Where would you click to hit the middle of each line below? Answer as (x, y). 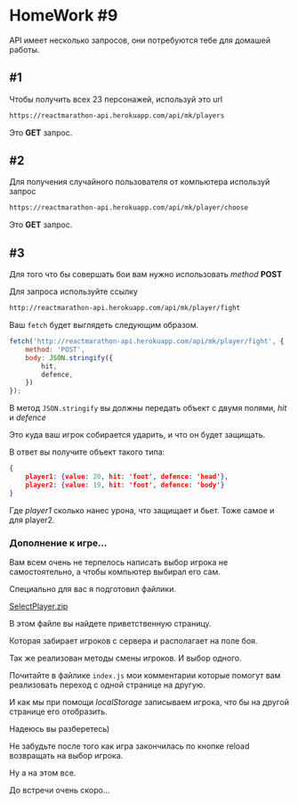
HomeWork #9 (64, 16)
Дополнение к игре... (58, 543)
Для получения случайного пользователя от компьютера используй (140, 182)
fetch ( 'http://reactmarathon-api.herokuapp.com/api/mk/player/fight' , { (147, 341)
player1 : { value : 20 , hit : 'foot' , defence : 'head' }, (127, 477)
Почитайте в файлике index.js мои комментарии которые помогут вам (145, 675)
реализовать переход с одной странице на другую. (108, 685)
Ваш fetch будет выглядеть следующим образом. (104, 325)
